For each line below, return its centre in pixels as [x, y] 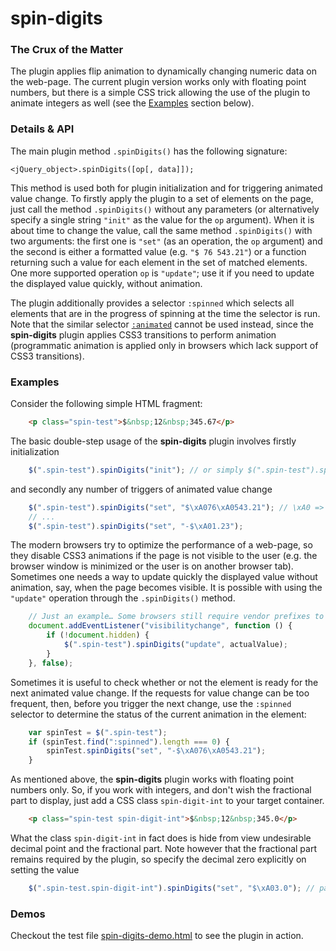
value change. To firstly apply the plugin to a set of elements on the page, [162, 198]
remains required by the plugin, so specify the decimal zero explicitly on [158, 859]
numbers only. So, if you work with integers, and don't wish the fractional [161, 790]
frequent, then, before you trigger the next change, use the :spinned [151, 703]
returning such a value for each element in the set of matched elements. [159, 262]
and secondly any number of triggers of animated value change [141, 489]
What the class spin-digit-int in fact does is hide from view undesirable [161, 838]
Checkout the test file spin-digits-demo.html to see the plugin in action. [157, 936]
